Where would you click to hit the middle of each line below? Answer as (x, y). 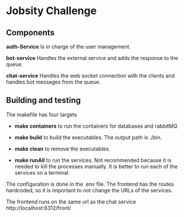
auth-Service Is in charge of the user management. (68, 46)
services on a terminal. (42, 172)
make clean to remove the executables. (62, 149)
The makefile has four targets (42, 114)
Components (30, 33)
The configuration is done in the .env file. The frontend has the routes (90, 184)
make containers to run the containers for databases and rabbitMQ (96, 126)
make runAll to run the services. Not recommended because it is (93, 160)
